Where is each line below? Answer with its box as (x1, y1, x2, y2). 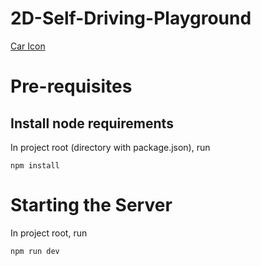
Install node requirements (10, 115, 174, 132)
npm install (10, 160, 60, 171)
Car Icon (10, 40, 46, 52)
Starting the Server (10, 194, 173, 217)
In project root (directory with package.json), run (10, 141, 211, 153)
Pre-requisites (10, 75, 133, 98)
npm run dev (10, 246, 60, 256)
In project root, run (10, 227, 88, 239)
